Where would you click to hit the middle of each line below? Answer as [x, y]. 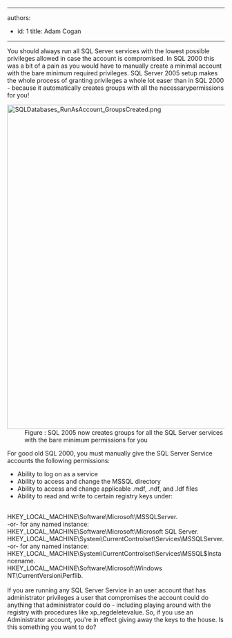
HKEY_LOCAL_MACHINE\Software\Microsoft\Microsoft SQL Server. [103, 532]
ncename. [21, 561]
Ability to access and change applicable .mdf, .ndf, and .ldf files [107, 489]
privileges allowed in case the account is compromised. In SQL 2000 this [111, 58]
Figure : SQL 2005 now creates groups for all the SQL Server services [124, 432]
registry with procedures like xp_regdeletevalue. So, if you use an [100, 612]
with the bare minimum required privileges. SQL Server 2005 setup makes [113, 73]
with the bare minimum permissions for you [86, 440]
